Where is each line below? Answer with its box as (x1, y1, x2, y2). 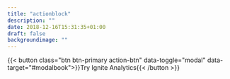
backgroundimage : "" (7, 37, 69, 44)
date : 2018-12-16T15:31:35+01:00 (7, 23, 106, 30)
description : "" (7, 17, 55, 24)
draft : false (7, 30, 46, 37)
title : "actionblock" (7, 10, 71, 18)
